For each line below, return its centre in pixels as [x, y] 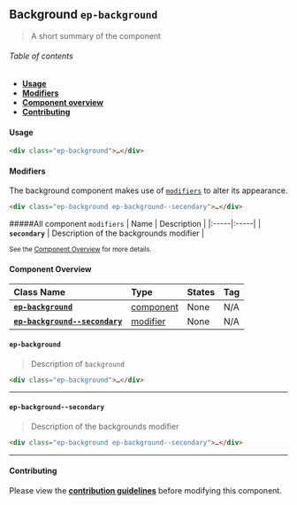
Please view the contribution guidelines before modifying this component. [146, 490]
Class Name [40, 292]
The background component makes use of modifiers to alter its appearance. [148, 190]
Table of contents [41, 56]
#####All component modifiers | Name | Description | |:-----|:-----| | [135, 224]
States [201, 292]
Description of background [78, 363]
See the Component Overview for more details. [80, 250]
